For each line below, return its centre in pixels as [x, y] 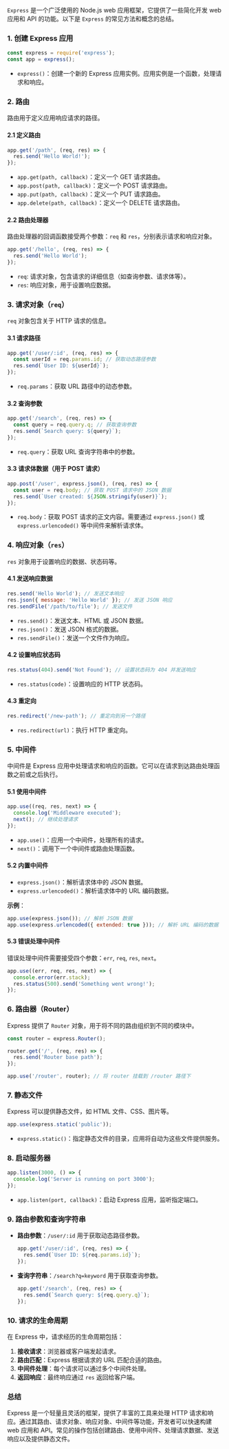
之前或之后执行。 [37, 774]
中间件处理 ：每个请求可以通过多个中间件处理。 [83, 1368]
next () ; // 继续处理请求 [46, 819]
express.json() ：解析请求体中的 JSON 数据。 [82, 882]
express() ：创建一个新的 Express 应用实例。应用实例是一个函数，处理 [116, 74]
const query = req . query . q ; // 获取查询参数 [75, 425]
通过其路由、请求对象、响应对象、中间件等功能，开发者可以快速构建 [115, 1421]
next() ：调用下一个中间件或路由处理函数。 [78, 848]
